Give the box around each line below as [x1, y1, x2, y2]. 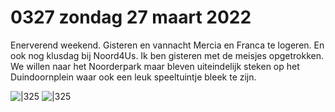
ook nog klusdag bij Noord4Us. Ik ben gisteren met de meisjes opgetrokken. [10, 49, 325, 61]
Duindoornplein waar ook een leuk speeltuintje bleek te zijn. [10, 71, 257, 83]
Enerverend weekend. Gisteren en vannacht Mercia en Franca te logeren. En [10, 39, 325, 51]
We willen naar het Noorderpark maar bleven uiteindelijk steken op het [10, 60, 300, 72]
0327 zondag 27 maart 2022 [10, 6, 252, 29]
